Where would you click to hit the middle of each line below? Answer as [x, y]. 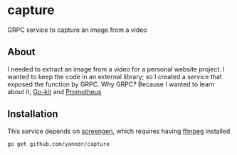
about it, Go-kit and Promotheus [54, 91]
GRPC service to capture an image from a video [77, 30]
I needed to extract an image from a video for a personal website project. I [116, 69]
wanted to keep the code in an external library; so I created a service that [115, 76]
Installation [33, 114]
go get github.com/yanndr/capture [59, 144]
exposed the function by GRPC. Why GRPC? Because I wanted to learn [111, 84]
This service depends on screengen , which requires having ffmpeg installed [119, 131]
